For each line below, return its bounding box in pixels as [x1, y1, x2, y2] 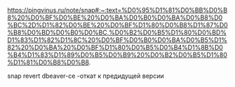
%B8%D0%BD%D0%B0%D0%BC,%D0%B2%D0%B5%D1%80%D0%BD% [7, 28, 227, 36]
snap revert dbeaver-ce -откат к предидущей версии [7, 72, 164, 80]
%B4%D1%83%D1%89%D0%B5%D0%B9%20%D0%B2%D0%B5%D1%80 [7, 51, 228, 59]
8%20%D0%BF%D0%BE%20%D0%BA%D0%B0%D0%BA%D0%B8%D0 [7, 13, 223, 22]
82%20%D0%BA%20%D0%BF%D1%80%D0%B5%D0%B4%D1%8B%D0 [7, 43, 223, 51]
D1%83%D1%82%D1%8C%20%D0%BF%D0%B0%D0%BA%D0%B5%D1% [7, 36, 228, 44]
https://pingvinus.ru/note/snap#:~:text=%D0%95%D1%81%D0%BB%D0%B [7, 6, 228, 14]
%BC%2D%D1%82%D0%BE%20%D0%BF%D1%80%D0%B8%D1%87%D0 [7, 21, 228, 29]
